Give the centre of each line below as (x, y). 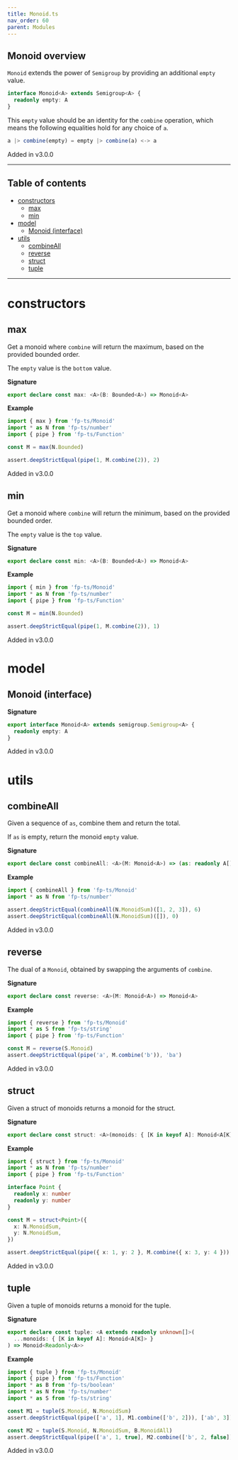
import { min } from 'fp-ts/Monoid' (61, 587)
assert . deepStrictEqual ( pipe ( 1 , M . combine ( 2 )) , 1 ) (84, 626)
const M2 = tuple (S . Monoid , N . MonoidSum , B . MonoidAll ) (90, 1430)
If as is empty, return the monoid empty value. (73, 837)
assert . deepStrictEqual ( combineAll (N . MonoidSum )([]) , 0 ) (93, 916)
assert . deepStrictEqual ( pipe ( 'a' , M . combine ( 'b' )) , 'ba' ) (95, 1055)
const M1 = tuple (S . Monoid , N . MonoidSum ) (69, 1411)
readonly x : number (42, 1194)
